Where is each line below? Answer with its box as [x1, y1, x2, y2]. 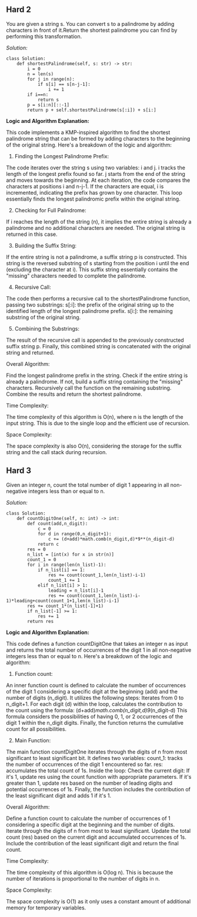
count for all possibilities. [6, 725, 66, 732]
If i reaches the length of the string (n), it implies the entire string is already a [6, 218, 192, 225]
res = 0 [27, 546, 46, 552]
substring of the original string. [6, 314, 81, 321]
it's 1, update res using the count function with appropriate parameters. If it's [6, 773, 192, 780]
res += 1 [37, 613, 59, 619]
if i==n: [27, 91, 49, 98]
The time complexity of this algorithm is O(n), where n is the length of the [6, 413, 183, 420]
